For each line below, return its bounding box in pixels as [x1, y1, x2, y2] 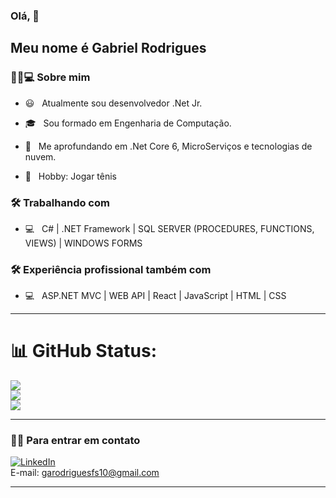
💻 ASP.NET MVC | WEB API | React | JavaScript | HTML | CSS [24, 290, 287, 302]
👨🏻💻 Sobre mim [10, 70, 91, 84]
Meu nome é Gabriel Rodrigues [10, 40, 207, 57]
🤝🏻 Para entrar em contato [10, 434, 141, 448]
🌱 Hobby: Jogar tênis [24, 170, 118, 182]
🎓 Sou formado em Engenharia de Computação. [24, 117, 232, 129]
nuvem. [24, 150, 57, 163]
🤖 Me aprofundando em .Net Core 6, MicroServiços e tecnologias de [24, 140, 313, 152]
